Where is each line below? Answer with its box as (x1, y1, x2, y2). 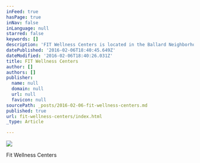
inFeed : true (6, 8, 39, 15)
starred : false (6, 31, 44, 37)
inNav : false (6, 20, 39, 25)
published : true (6, 108, 46, 114)
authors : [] (6, 69, 36, 75)
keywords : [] (6, 36, 39, 42)
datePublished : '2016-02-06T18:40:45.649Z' (6, 47, 116, 53)
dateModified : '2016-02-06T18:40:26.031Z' (6, 53, 113, 59)
